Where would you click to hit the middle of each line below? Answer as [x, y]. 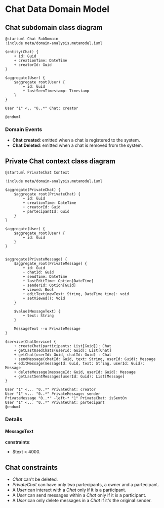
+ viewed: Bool [39, 290]
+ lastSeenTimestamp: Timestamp [56, 91]
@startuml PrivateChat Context [37, 173]
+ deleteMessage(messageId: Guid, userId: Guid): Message [75, 372]
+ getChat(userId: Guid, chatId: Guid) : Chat [63, 355]
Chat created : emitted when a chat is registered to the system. [76, 140]
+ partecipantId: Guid [46, 212]
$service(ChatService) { [31, 342]
